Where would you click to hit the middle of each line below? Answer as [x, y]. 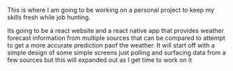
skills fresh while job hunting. [49, 17]
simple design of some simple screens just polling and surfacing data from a [116, 52]
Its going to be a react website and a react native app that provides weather [115, 31]
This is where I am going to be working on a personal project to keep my [111, 10]
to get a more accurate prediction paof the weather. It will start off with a [111, 45]
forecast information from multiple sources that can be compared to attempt [116, 38]
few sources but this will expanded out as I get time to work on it [100, 60]
